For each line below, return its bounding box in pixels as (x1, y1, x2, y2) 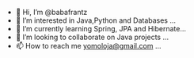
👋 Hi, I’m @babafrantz (15, 8, 88, 16)
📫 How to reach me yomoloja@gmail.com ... (15, 42, 162, 50)
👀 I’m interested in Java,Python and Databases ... (15, 16, 177, 25)
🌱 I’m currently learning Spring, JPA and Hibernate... (15, 24, 186, 33)
